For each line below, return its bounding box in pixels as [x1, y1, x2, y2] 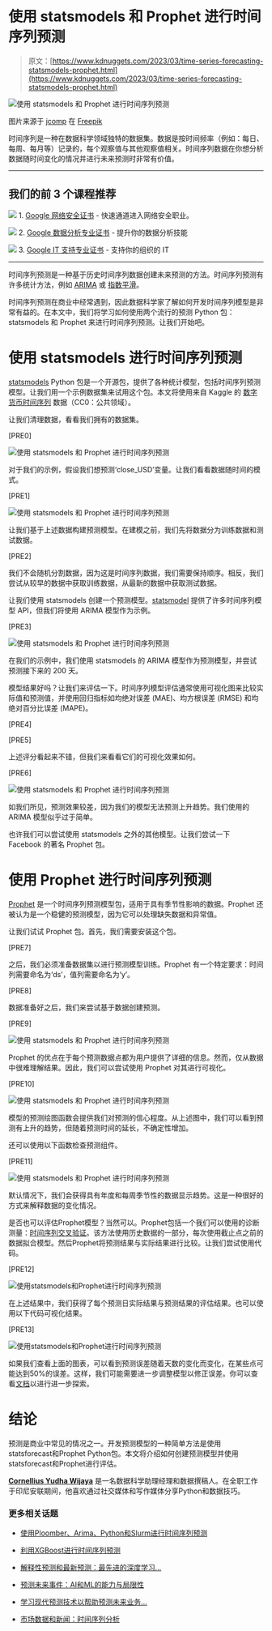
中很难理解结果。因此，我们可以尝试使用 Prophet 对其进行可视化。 [8, 1062, 231, 1072]
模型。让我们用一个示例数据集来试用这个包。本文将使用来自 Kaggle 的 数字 [8, 386, 257, 397]
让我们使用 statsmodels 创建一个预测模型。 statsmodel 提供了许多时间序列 [8, 595, 255, 604]
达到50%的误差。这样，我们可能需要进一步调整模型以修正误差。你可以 [15, 1368, 251, 1378]
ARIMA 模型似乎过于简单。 [8, 812, 97, 822]
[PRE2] [8, 551, 32, 561]
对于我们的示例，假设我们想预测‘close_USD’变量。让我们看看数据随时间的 [8, 464, 253, 474]
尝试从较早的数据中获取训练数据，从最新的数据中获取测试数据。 [8, 578, 221, 587]
